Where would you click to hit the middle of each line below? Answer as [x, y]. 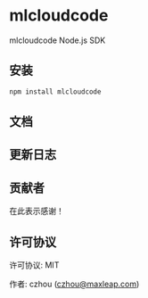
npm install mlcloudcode [55, 91]
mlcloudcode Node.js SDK [58, 40]
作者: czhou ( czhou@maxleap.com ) [74, 284]
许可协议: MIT [34, 265]
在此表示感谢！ [37, 211]
